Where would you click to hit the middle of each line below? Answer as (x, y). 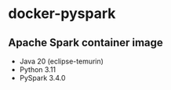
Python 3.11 (38, 70)
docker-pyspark (62, 14)
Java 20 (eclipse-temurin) (62, 61)
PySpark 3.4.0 (42, 78)
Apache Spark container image (85, 43)
